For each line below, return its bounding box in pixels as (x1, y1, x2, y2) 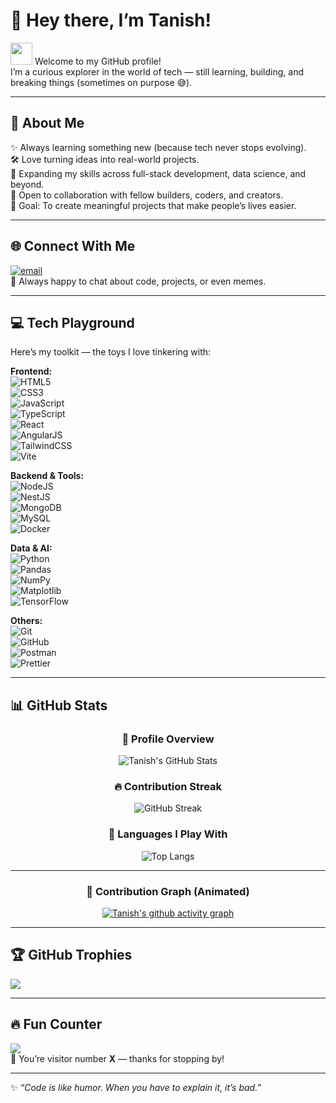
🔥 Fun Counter (10, 1016, 103, 1033)
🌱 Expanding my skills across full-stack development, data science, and (10, 167, 307, 179)
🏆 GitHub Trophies (10, 947, 133, 964)
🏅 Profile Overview (121, 732, 215, 746)
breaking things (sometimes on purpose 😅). (10, 76, 193, 88)
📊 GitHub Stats (10, 697, 108, 714)
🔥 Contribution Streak (113, 779, 223, 793)
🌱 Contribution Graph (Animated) (86, 884, 250, 898)
